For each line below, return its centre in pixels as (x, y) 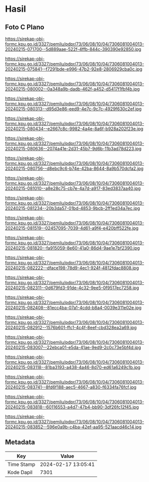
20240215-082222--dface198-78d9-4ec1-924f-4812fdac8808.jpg (72, 268)
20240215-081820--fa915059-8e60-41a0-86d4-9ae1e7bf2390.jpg (73, 248)
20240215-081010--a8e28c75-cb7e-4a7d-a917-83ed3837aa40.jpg (73, 188)
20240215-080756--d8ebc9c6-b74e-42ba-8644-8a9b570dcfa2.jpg (74, 168)
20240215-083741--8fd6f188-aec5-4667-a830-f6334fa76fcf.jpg (71, 387)
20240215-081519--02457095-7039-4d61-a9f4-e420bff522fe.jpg (72, 228)
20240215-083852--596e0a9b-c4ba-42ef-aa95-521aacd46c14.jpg (73, 427)
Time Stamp (21, 464)
